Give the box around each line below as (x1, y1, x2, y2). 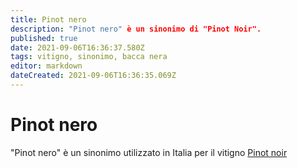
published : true (10, 33, 78, 43)
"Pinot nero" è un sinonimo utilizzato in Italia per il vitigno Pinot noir (10, 146, 288, 158)
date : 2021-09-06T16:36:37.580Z (10, 42, 145, 53)
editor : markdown (10, 61, 83, 71)
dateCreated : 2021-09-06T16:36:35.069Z (10, 71, 177, 81)
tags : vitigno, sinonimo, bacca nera (10, 52, 168, 62)
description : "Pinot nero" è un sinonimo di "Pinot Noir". (10, 24, 262, 34)
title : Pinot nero (10, 14, 87, 25)
